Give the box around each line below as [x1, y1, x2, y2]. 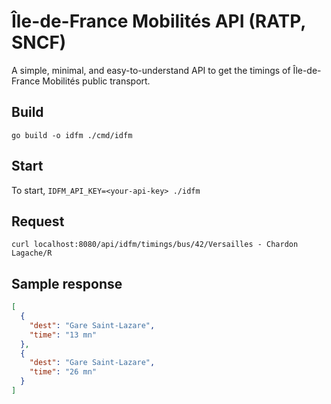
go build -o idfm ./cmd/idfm [11, 130, 133, 140]
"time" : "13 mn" [29, 330, 98, 340]
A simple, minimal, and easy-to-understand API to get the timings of [11, 64, 291, 76]
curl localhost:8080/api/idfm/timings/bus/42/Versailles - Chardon [11, 240, 299, 250]
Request [11, 213, 65, 230]
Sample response [11, 275, 123, 292]
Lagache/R [11, 248, 53, 259]
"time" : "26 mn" [29, 367, 98, 377]
